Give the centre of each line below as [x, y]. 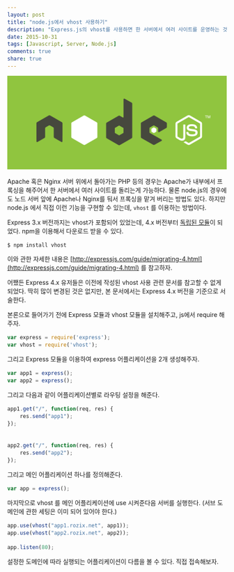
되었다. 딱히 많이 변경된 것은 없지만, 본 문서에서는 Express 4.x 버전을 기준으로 [113, 291]
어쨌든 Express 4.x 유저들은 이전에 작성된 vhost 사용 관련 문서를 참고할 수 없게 [114, 283]
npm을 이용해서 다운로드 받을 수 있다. [73, 231]
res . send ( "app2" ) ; [46, 453]
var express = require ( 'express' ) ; [59, 338]
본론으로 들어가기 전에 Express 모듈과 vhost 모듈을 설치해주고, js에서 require [112, 315]
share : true [24, 59]
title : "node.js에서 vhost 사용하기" [57, 22]
